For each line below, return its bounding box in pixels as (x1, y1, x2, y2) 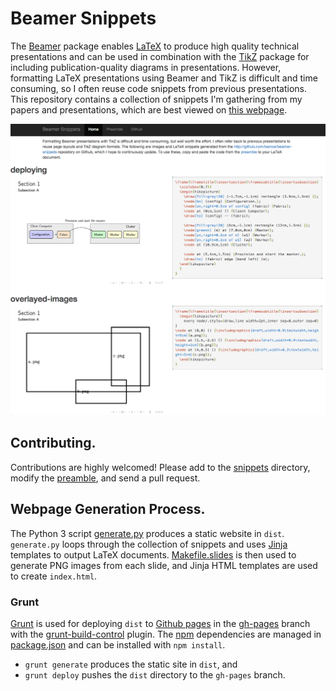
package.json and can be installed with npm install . (10, 638, 226, 651)
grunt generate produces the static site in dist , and (24, 658, 238, 670)
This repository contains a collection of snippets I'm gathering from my (10, 93, 303, 105)
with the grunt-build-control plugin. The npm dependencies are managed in (10, 628, 322, 640)
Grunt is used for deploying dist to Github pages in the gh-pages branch (10, 617, 311, 629)
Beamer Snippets (10, 7, 157, 30)
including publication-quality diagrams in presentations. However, (10, 61, 282, 73)
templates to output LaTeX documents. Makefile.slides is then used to (10, 548, 297, 561)
